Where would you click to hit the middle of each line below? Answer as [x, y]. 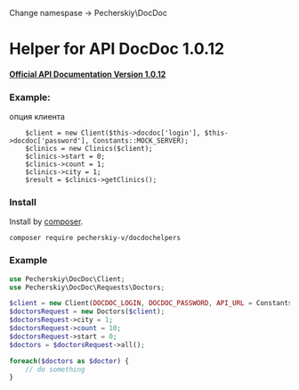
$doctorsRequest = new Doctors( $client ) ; [87, 311]
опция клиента [37, 117]
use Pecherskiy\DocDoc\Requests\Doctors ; [87, 287]
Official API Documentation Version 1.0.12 [88, 74]
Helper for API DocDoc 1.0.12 [117, 49]
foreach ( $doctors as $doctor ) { [69, 361]
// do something [56, 369]
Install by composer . [46, 221]
